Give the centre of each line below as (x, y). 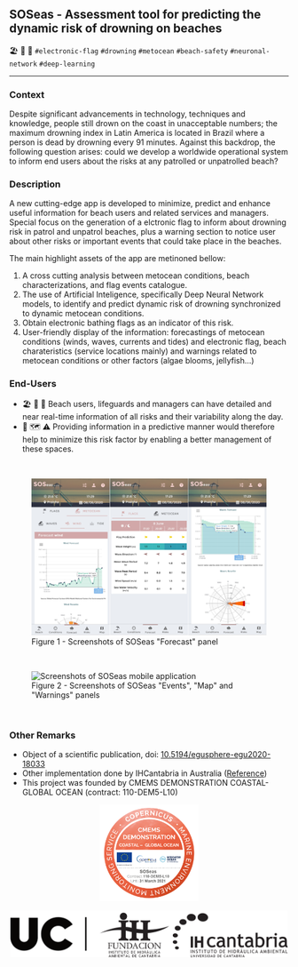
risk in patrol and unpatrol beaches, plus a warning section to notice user (143, 232)
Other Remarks (43, 735)
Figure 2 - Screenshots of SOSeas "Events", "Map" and (132, 685)
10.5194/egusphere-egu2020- (216, 754)
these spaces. (47, 449)
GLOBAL (38, 792)
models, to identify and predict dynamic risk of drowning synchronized (151, 304)
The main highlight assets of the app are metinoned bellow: (118, 259)
